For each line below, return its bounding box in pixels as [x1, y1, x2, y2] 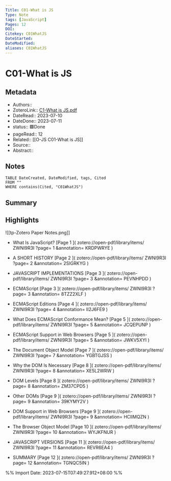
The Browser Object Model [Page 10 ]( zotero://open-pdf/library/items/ [12, 423, 162, 430]
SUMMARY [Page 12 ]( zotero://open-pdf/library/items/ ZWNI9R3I [12, 454, 151, 461]
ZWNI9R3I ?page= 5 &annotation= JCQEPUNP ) [50, 321, 151, 327]
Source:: [12, 142, 31, 148]
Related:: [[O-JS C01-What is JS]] [12, 136, 83, 142]
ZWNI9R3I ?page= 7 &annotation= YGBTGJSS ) [12, 352, 112, 358]
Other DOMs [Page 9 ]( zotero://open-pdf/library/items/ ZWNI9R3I [12, 392, 152, 399]
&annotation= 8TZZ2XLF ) [31, 291, 87, 297]
